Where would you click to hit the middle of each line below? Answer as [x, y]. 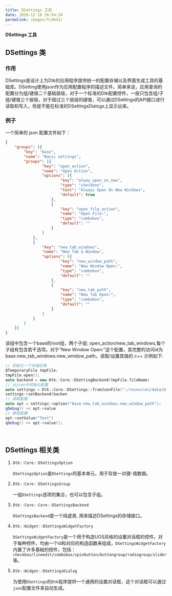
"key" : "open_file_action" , [90, 209]
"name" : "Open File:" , [84, 214]
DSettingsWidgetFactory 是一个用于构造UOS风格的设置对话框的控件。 [85, 537]
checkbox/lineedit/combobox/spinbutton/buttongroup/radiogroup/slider [90, 555]
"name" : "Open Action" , [67, 171]
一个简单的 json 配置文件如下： [38, 133]
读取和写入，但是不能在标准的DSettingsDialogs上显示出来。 [68, 106]
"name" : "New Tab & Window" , [73, 252]
